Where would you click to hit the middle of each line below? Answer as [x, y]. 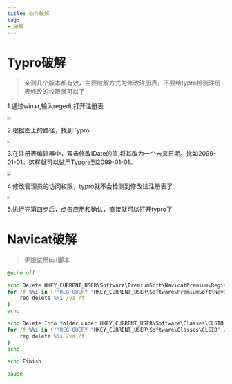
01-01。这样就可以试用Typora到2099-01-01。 [72, 162]
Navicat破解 [42, 240]
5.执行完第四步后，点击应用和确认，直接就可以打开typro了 [90, 209]
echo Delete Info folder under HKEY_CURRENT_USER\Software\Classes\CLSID [116, 324]
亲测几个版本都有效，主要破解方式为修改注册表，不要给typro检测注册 [122, 83]
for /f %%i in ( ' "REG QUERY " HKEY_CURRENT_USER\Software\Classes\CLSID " [114, 330]
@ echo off [21, 273]
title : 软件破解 [28, 13]
